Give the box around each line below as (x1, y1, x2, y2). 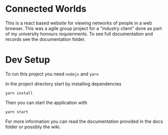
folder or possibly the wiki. (5, 123, 61, 130)
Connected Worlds (5, 3, 87, 15)
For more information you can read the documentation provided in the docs (5, 118, 163, 124)
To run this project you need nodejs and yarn (5, 71, 99, 77)
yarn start (5, 109, 29, 115)
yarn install (5, 90, 33, 96)
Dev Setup (5, 54, 50, 66)
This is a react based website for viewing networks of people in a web (5, 20, 152, 26)
